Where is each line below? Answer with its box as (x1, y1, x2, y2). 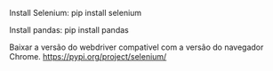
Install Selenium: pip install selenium (9, 8, 142, 18)
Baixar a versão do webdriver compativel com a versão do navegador (9, 42, 264, 52)
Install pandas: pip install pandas (9, 25, 129, 35)
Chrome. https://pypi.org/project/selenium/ (9, 51, 167, 61)
